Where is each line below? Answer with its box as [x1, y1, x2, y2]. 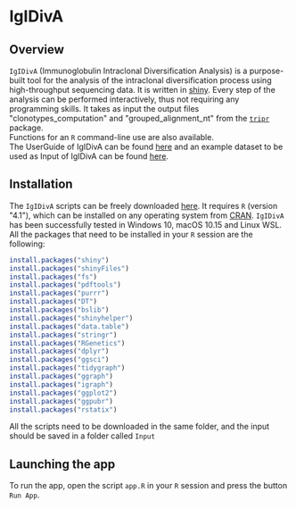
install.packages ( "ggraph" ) [9, 372, 114, 381]
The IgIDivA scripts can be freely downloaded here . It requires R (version [9, 200, 278, 211]
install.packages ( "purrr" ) [9, 288, 110, 298]
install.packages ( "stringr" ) [9, 330, 118, 339]
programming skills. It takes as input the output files [9, 104, 200, 113]
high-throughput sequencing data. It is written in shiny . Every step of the [9, 85, 276, 95]
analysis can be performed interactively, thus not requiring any [9, 94, 240, 104]
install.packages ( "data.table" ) [9, 321, 129, 331]
